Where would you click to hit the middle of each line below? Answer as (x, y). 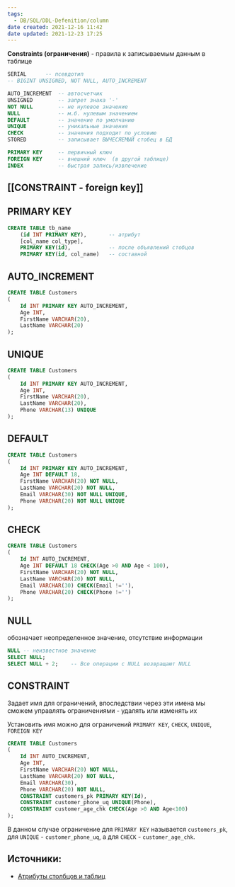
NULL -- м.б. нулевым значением (73, 113)
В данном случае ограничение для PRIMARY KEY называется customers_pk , (117, 830)
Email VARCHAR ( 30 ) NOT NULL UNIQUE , (74, 495)
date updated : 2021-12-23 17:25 (55, 34)
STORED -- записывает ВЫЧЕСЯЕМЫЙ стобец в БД (90, 140)
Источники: (35, 859)
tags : (15, 14)
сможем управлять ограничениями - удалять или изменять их (102, 710)
